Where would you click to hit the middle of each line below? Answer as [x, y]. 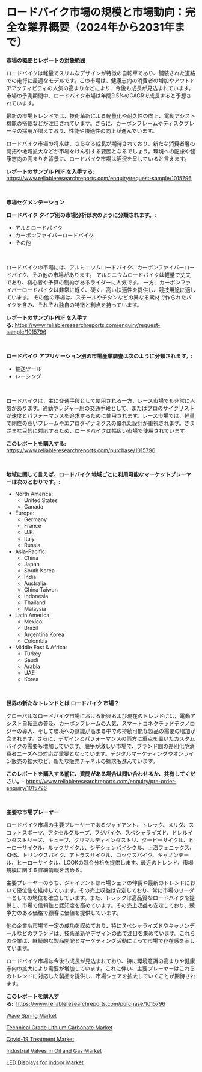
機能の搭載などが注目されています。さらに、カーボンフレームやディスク [95, 123]
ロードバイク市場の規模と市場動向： [96, 12]
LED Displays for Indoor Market [45, 1062]
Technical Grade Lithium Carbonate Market [60, 1027]
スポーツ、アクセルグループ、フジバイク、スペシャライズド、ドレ [102, 832]
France [33, 525]
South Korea [39, 570]
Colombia [36, 640]
